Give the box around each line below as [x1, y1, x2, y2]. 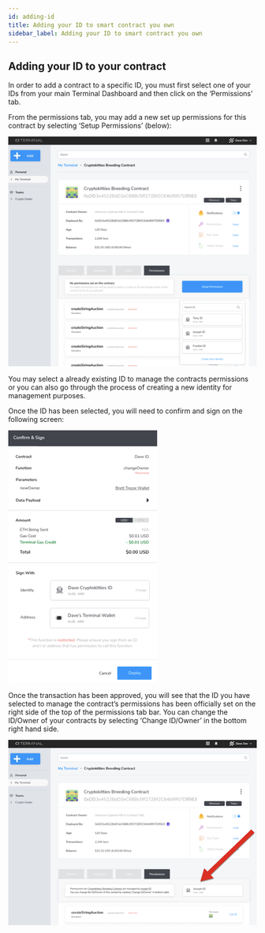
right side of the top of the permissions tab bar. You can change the [8, 707, 229, 717]
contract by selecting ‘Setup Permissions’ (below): [8, 121, 172, 130]
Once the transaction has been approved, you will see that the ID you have [8, 690, 251, 700]
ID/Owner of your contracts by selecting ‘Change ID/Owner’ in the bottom [8, 715, 247, 725]
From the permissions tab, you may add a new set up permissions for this [8, 113, 247, 122]
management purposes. [8, 390, 86, 400]
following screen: [8, 414, 65, 424]
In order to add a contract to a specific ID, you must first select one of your [8, 80, 251, 90]
